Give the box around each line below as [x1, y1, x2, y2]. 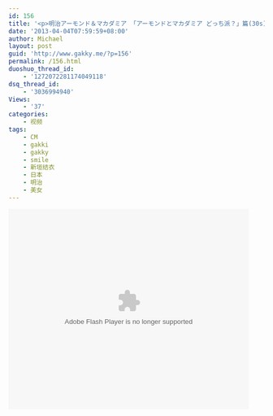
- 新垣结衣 [23, 164, 55, 172]
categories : [8, 111, 49, 119]
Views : [8, 95, 31, 103]
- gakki [23, 140, 49, 149]
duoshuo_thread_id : [8, 65, 75, 73]
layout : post [8, 42, 53, 50]
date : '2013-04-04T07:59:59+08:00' [8, 27, 129, 35]
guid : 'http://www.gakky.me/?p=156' [8, 50, 132, 58]
